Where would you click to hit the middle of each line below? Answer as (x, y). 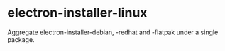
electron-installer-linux (77, 13)
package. (21, 39)
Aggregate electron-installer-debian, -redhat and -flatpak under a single (113, 32)
